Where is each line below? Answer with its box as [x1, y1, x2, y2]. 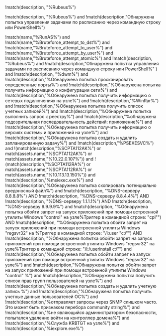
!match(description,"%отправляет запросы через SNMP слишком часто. [5, 299, 158, 305]
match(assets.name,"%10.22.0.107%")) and [5, 156, 93, 162]
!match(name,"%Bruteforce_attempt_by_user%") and [5, 50, 113, 56]
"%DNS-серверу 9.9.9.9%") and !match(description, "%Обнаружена [5, 204, 148, 209]
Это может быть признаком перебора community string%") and [5, 304, 140, 310]
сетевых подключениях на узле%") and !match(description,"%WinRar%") [5, 98, 159, 104]
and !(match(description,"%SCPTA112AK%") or [5, 146, 101, 151]
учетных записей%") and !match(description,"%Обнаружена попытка [5, 108, 152, 114]
